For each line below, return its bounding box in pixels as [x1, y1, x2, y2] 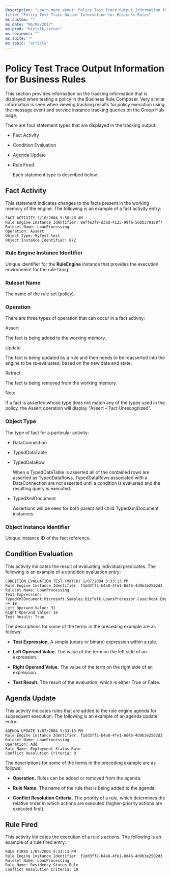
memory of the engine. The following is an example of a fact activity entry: [5, 205, 162, 211]
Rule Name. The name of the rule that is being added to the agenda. [12, 785, 156, 791]
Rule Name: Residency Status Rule [5, 863, 79, 868]
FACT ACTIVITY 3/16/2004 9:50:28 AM [5, 215, 83, 220]
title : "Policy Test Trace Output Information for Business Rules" [5, 12, 152, 17]
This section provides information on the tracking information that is [5, 90, 148, 97]
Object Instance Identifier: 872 [5, 238, 76, 243]
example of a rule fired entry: [5, 839, 66, 845]
